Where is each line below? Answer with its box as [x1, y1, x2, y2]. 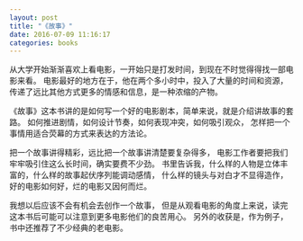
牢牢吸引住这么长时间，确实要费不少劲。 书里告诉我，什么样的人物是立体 [9, 158, 280, 169]
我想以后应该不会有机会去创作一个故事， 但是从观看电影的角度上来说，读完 [9, 200, 289, 211]
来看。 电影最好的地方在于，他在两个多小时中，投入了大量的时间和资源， [16, 76, 289, 86]
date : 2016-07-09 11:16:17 [9, 30, 111, 39]
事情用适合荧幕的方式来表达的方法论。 [9, 128, 151, 139]
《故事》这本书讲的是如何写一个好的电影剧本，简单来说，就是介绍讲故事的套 [9, 105, 294, 117]
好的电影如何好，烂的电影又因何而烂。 [9, 181, 151, 192]
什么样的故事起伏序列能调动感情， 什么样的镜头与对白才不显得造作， [32, 170, 289, 181]
